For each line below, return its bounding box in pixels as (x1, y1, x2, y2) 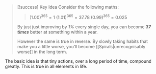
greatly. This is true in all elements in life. (5, 63, 87, 69)
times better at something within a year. (17, 29, 98, 35)
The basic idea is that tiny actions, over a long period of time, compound (5, 58, 152, 64)
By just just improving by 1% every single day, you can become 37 (17, 24, 151, 30)
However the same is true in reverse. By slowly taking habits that (17, 38, 148, 44)
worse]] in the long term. (17, 49, 67, 55)
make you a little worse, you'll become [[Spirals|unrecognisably (17, 43, 146, 49)
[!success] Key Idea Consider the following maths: (17, 4, 119, 10)
